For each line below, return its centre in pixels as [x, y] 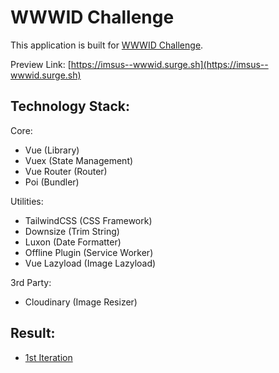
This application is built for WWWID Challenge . [107, 45]
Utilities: [27, 201]
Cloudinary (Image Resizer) [81, 302]
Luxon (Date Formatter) [73, 242]
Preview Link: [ [41, 64]
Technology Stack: [70, 106]
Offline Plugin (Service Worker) [89, 252]
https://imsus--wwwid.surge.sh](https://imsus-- [169, 64]
